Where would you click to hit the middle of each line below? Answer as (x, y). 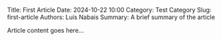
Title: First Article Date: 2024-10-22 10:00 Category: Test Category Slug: (109, 10)
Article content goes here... (46, 30)
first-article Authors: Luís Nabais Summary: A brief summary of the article (111, 17)
